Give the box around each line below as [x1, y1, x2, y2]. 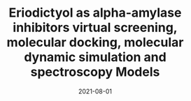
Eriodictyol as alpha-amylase [8, 5, 182, 21]
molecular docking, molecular [6, 35, 184, 50]
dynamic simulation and [24, 49, 167, 65]
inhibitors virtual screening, [12, 20, 178, 36]
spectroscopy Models [30, 64, 160, 80]
